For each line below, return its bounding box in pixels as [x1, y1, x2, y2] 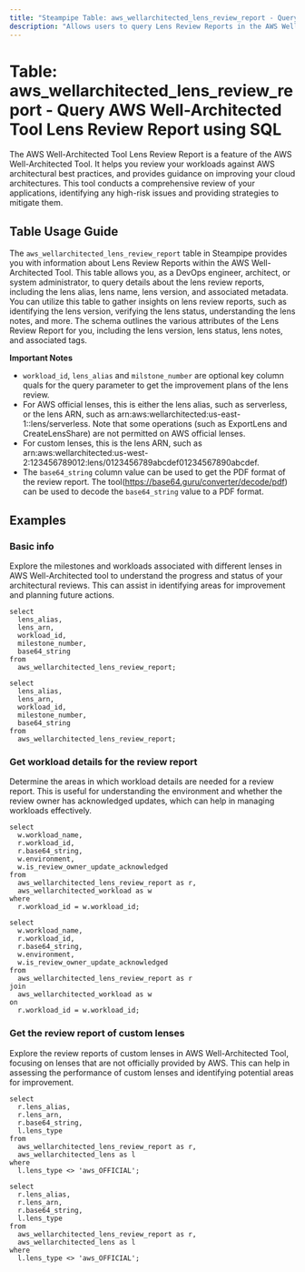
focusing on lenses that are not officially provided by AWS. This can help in [9, 1057, 290, 1068]
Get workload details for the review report [9, 755, 198, 768]
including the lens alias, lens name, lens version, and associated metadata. [9, 287, 289, 298]
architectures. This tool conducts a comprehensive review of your [9, 178, 256, 189]
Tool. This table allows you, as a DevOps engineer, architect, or [54, 268, 290, 278]
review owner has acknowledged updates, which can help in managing [9, 795, 275, 806]
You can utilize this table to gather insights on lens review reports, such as [9, 297, 288, 308]
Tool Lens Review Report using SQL [9, 119, 282, 139]
